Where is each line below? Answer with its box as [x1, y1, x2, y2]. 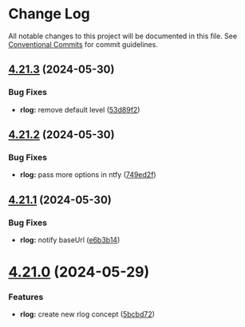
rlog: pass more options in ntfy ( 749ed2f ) [19, 170, 157, 179]
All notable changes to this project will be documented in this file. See [8, 31, 238, 41]
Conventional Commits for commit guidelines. [8, 39, 158, 49]
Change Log [8, 5, 90, 23]
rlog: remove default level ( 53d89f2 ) [19, 104, 140, 114]
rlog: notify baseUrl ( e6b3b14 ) [19, 235, 121, 244]
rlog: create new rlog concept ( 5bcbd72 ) [19, 309, 156, 319]
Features [8, 292, 44, 303]
